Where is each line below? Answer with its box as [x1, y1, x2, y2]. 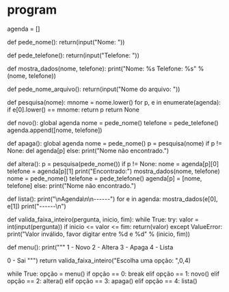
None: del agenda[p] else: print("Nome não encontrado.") [7, 146, 170, 155]
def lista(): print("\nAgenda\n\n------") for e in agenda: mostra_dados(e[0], [7, 194, 218, 203]
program [7, 2, 57, 18]
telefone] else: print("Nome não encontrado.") [7, 181, 137, 189]
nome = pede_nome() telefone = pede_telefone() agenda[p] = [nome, [7, 174, 202, 183]
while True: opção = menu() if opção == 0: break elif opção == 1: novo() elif [7, 269, 220, 278]
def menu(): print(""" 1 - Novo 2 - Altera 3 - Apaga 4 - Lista [7, 243, 174, 251]
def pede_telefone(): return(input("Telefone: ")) [7, 51, 140, 59]
